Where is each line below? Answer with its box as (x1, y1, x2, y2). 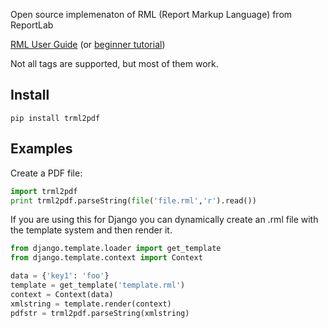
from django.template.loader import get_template (10, 244, 222, 254)
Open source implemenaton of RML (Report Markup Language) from (10, 9, 293, 20)
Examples (10, 140, 73, 158)
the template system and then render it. (10, 224, 173, 236)
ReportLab (10, 19, 54, 31)
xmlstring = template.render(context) (10, 299, 172, 309)
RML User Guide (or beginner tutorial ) (10, 39, 166, 50)
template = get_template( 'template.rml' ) (10, 280, 186, 290)
